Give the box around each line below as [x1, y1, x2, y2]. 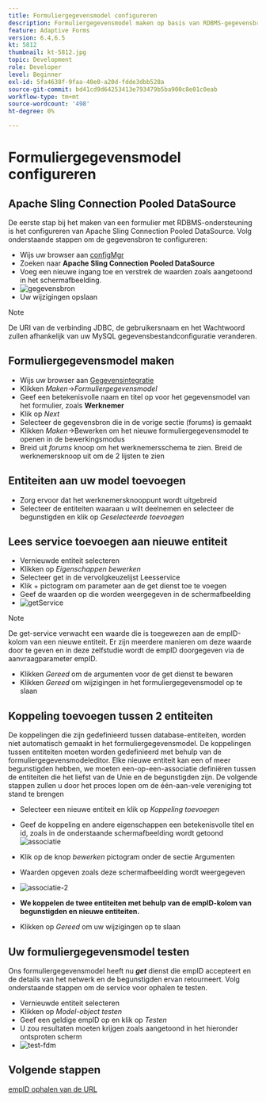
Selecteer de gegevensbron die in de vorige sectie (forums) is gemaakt [19, 417, 252, 427]
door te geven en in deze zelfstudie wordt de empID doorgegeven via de [8, 645, 245, 655]
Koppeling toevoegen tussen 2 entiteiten [8, 709, 214, 722]
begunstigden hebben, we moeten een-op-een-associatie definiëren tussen [8, 764, 256, 774]
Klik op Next [19, 409, 60, 419]
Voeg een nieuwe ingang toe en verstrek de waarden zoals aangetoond [19, 267, 253, 276]
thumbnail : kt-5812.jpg [8, 48, 87, 56]
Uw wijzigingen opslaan [19, 293, 97, 301]
